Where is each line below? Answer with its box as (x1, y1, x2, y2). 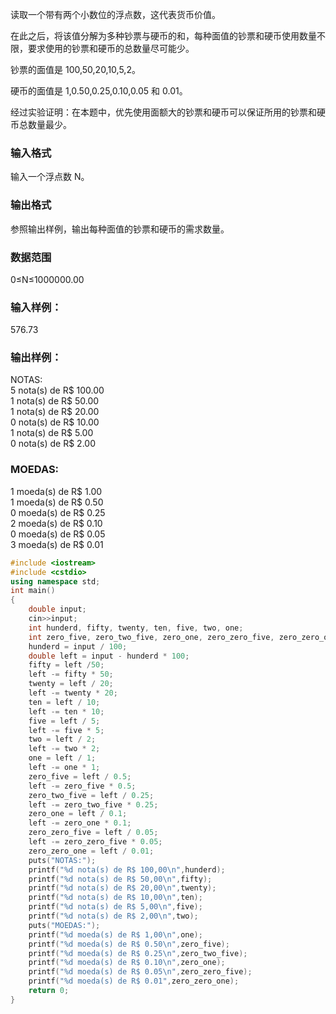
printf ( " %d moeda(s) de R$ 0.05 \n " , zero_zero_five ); (28, 967, 253, 977)
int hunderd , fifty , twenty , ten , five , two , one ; (28, 623, 244, 633)
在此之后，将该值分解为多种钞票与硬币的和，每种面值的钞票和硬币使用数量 (10, 30, 317, 42)
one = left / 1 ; (28, 753, 97, 763)
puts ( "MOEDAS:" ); (28, 920, 101, 930)
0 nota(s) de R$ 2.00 (10, 438, 96, 450)
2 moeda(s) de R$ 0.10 (10, 517, 103, 529)
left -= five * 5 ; (28, 725, 105, 735)
